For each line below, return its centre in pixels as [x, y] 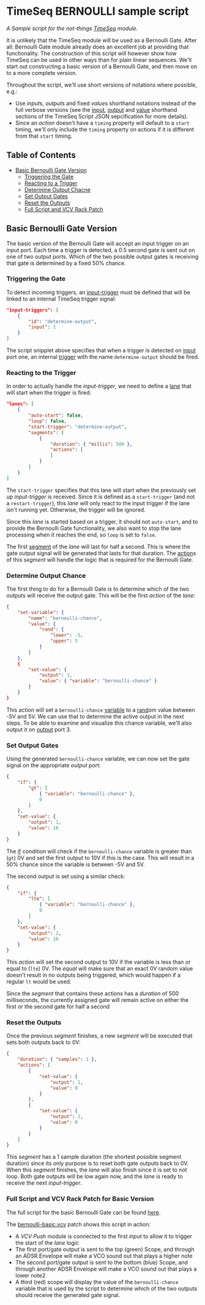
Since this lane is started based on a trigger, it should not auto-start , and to [102, 521]
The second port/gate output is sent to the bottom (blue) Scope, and [102, 1262]
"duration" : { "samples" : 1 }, [57, 1059]
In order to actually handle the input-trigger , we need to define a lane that [99, 386]
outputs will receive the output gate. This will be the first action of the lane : [101, 595]
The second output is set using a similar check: [66, 876]
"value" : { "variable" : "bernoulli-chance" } [98, 681]
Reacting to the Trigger [41, 373]
